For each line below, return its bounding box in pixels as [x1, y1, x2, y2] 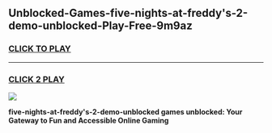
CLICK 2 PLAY [8, 73, 65, 85]
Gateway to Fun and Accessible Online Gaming [8, 115, 169, 125]
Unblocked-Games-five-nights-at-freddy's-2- [8, 6, 249, 20]
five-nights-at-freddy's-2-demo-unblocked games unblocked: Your [8, 106, 243, 116]
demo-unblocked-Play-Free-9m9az [8, 19, 193, 33]
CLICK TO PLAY [8, 44, 71, 55]
